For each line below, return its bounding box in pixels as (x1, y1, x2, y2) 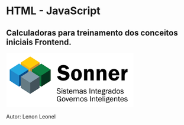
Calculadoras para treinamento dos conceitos (6, 28, 179, 38)
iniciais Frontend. (6, 37, 72, 47)
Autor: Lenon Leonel (6, 113, 56, 120)
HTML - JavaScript (6, 4, 101, 18)
